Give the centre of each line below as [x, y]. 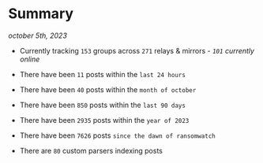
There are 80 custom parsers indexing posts [91, 150]
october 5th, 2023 [38, 35]
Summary [41, 14]
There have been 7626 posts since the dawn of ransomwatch [117, 135]
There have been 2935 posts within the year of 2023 [104, 120]
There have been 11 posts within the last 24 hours [102, 74]
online [30, 59]
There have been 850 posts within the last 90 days [102, 105]
